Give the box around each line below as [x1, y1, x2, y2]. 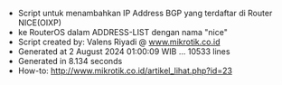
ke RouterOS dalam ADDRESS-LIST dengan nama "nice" [17, 27, 228, 37]
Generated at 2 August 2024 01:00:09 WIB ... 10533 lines [17, 46, 230, 57]
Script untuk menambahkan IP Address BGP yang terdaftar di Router [17, 8, 273, 18]
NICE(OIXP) [17, 17, 61, 28]
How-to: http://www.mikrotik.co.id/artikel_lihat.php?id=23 [17, 65, 233, 76]
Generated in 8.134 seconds [17, 56, 123, 66]
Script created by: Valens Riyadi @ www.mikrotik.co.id [17, 36, 221, 47]
